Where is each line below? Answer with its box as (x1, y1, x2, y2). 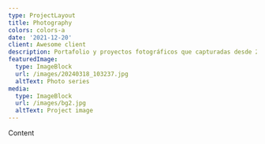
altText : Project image (15, 107, 93, 115)
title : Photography (8, 19, 73, 27)
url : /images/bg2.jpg (15, 99, 87, 107)
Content (8, 128, 35, 138)
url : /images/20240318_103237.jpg (15, 70, 129, 78)
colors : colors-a (8, 26, 65, 34)
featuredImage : (8, 56, 58, 64)
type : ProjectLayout (8, 11, 77, 20)
